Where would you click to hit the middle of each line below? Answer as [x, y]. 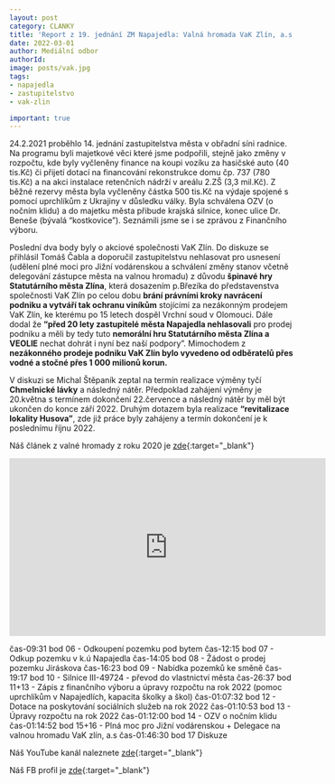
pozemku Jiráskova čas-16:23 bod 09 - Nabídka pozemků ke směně [136, 668]
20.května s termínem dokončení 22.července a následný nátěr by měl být [148, 399]
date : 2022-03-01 [42, 43]
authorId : [28, 60]
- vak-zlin [30, 102]
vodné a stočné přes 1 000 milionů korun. [88, 363]
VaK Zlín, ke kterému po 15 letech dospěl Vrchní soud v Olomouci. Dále [141, 315]
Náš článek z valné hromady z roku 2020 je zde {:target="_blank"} [132, 446]
